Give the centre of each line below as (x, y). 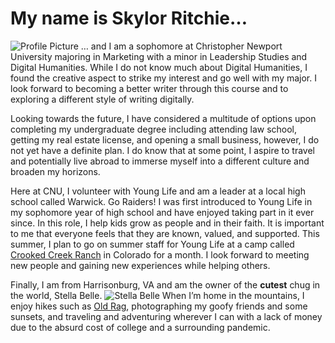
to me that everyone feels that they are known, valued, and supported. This (165, 233)
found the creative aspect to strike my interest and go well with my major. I (163, 78)
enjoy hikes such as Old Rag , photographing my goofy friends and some (159, 306)
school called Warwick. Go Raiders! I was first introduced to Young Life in (161, 201)
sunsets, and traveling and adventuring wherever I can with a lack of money (166, 316)
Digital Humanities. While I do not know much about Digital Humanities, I (159, 67)
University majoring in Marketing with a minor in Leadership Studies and (159, 56)
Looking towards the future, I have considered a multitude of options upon (163, 118)
